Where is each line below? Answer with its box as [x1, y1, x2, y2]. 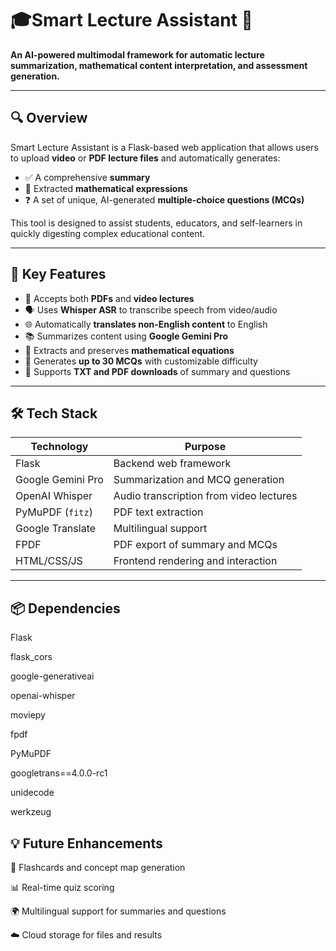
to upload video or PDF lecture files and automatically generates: [10, 152, 281, 164]
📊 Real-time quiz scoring [10, 882, 115, 893]
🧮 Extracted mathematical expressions [24, 182, 188, 194]
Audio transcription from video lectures [113, 489, 298, 503]
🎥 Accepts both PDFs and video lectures [24, 292, 195, 304]
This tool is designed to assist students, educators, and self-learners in [10, 217, 303, 229]
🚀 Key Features [10, 266, 107, 283]
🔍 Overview [10, 110, 88, 127]
